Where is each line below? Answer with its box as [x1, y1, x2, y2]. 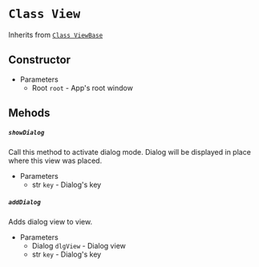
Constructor [8, 53, 71, 67]
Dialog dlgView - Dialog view [31, 241, 126, 251]
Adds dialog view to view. [8, 217, 93, 227]
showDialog [8, 128, 45, 136]
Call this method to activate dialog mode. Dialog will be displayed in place [8, 148, 251, 157]
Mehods [8, 107, 51, 120]
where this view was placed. [8, 156, 103, 166]
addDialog [8, 198, 42, 206]
